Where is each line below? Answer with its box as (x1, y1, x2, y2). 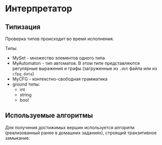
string (19, 92, 32, 97)
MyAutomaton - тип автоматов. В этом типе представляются (12, 60, 140, 66)
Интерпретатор (5, 3, 73, 14)
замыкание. (5, 135, 31, 141)
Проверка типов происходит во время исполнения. (5, 36, 115, 42)
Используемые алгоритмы (5, 111, 93, 120)
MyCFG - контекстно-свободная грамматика (12, 76, 108, 82)
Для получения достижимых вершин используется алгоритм (5, 124, 135, 130)
